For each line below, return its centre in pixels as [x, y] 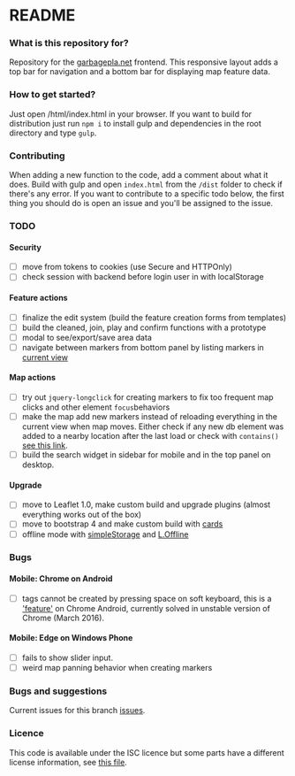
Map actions [32, 378]
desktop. [38, 465]
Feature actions [38, 297]
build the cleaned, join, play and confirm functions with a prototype [144, 327]
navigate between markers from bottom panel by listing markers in [143, 347]
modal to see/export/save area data [87, 337]
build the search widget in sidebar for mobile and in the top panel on [146, 455]
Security [25, 247]
